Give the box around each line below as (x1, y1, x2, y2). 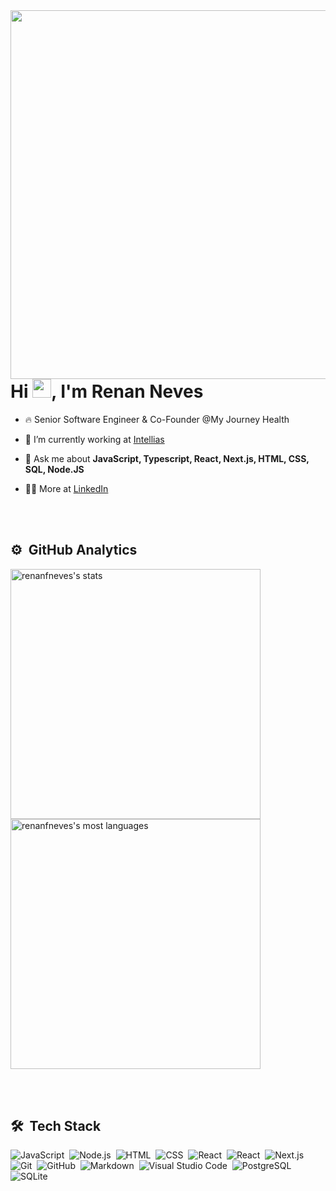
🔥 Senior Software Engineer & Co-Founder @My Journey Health (24, 413, 290, 425)
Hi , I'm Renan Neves (10, 380, 204, 403)
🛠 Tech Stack (10, 1117, 102, 1134)
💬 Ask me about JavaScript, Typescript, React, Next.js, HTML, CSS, (24, 452, 310, 464)
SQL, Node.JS (24, 463, 85, 475)
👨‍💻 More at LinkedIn (24, 482, 109, 494)
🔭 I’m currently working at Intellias (24, 433, 165, 445)
